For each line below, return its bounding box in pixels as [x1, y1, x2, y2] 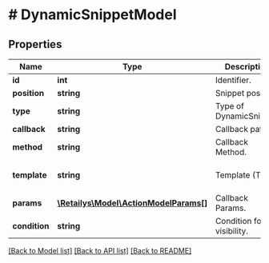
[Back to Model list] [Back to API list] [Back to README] [8, 246, 192, 255]
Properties [8, 38, 62, 51]
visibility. [215, 225, 249, 237]
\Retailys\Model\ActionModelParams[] [57, 197, 208, 209]
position [12, 88, 45, 98]
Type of [215, 101, 244, 111]
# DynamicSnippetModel [8, 6, 178, 24]
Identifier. [215, 74, 252, 86]
